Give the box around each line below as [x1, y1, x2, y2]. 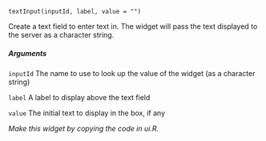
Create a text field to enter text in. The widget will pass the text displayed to [8, 22, 258, 31]
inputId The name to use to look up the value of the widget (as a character [8, 68, 256, 78]
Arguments [8, 48, 47, 58]
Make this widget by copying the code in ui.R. [8, 123, 159, 133]
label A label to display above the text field [8, 92, 151, 102]
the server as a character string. [8, 30, 115, 39]
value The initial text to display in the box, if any [8, 108, 166, 118]
